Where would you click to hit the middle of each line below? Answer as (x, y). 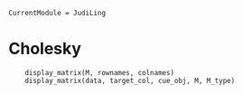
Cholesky (45, 49)
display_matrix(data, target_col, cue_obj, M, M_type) (130, 80)
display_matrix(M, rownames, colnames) (100, 72)
